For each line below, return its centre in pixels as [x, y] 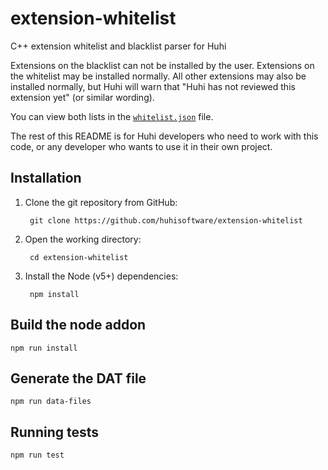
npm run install [44, 348]
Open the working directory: [83, 239]
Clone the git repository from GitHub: [101, 202]
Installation [46, 178]
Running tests [55, 432]
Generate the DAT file [78, 378]
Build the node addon [78, 325]
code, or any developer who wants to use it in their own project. [141, 146]
